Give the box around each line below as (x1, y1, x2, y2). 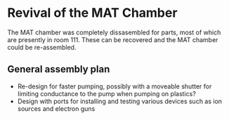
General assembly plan (7, 63, 110, 75)
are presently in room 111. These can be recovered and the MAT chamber (7, 35, 218, 44)
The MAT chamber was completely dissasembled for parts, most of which (7, 28, 221, 36)
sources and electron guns (17, 104, 96, 113)
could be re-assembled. (7, 43, 77, 51)
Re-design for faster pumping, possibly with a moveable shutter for (17, 82, 212, 91)
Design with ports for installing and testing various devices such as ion (17, 97, 223, 105)
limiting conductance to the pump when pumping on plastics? (17, 89, 197, 98)
